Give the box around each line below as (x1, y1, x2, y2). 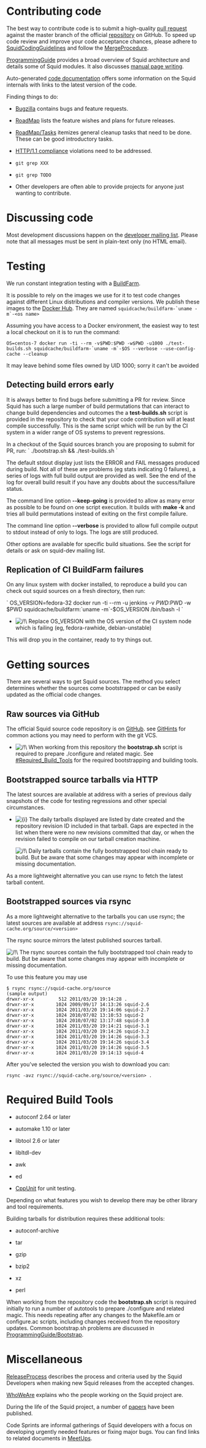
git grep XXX (15, 160, 49, 166)
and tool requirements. (6, 1203, 64, 1210)
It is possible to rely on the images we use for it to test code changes (6, 291, 181, 299)
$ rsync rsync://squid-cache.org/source (6, 985, 112, 992)
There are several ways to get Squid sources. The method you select (6, 678, 181, 686)
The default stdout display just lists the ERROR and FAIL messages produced (6, 459, 200, 466)
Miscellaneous (6, 1352, 83, 1366)
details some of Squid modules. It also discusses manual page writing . (6, 63, 184, 70)
